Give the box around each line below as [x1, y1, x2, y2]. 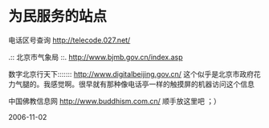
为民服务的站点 [8, 7, 108, 26]
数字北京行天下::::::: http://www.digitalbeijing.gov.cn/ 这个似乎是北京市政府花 [8, 69, 261, 78]
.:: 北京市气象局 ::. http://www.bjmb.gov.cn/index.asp [8, 52, 183, 62]
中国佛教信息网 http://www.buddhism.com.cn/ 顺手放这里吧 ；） [8, 96, 221, 106]
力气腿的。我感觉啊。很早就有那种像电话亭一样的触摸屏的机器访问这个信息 [8, 79, 255, 89]
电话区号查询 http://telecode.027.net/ [8, 35, 131, 45]
